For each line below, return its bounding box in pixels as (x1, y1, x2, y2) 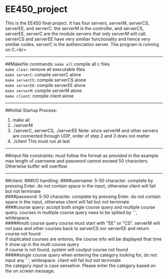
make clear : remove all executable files (5, 66, 85, 72)
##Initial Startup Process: (5, 107, 57, 113)
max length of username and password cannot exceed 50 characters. (5, 157, 149, 163)
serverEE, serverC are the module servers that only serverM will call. (5, 30, 147, 36)
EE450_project (5, 3, 67, 15)
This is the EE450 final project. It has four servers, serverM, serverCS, (5, 20, 150, 26)
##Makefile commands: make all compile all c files (5, 61, 110, 67)
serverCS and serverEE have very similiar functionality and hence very (5, 36, 151, 42)
